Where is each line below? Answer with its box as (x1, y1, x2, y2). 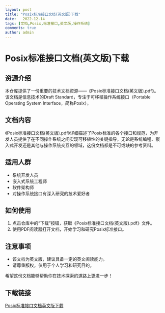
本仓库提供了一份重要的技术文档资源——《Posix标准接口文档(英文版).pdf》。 (5, 88, 159, 94)
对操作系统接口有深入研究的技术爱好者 (12, 190, 90, 196)
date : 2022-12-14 (5, 16, 45, 21)
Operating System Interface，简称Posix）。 (5, 100, 92, 106)
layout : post (5, 7, 32, 12)
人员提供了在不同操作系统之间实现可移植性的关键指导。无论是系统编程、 (9, 136, 156, 142)
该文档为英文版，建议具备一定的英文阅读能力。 (12, 256, 107, 262)
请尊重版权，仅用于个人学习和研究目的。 (12, 262, 94, 268)
